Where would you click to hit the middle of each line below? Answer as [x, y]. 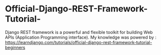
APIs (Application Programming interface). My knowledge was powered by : [81, 37]
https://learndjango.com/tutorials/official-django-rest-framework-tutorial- [79, 42]
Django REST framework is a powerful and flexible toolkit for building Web [79, 32]
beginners [15, 47]
